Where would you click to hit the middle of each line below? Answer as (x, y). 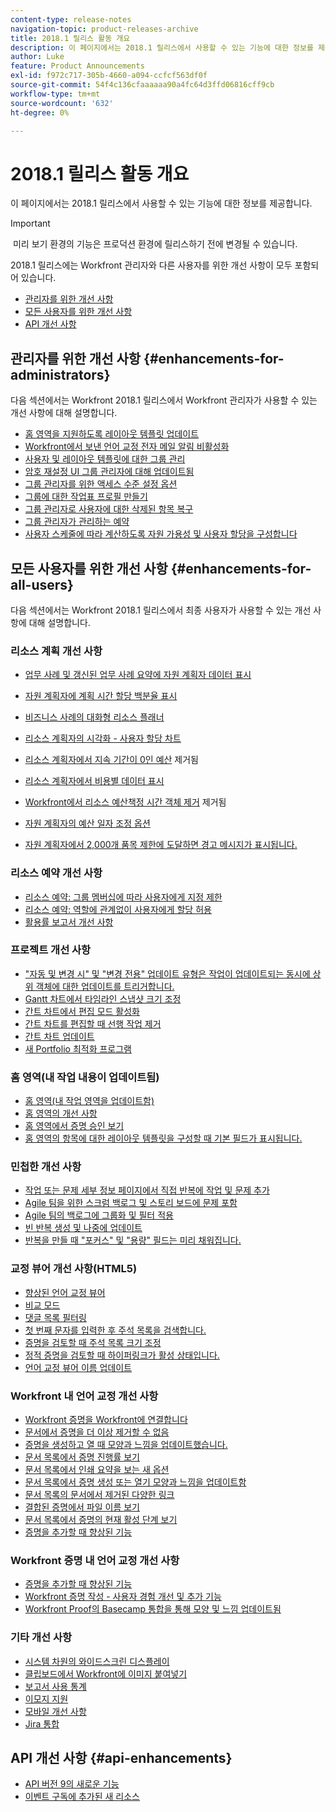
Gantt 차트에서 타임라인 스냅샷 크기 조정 (103, 998)
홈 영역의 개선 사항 (61, 1113)
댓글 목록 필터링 (55, 1317)
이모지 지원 (46, 1698)
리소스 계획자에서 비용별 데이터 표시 (94, 781)
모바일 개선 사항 (55, 1711)
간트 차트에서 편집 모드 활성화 (82, 1011)
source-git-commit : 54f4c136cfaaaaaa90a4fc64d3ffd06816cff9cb (142, 85)
